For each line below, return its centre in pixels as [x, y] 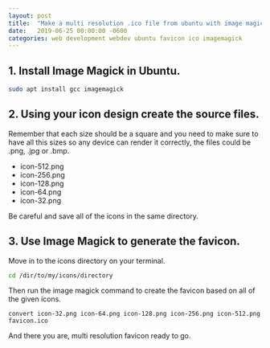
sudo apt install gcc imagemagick [66, 89]
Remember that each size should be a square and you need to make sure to [133, 133]
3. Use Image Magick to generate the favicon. [125, 242]
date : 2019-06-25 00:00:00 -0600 [68, 31]
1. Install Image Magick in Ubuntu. [94, 70]
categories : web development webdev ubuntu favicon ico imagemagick [125, 38]
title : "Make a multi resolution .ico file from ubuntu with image [125, 23]
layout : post [30, 16]
